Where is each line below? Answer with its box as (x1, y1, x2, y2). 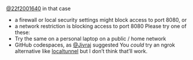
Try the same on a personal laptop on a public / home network (14, 35, 166, 42)
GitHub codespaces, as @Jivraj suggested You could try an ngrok (14, 41, 175, 48)
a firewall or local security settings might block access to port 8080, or (14, 16, 187, 23)
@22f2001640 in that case (6, 5, 71, 12)
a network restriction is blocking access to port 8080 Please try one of (14, 23, 187, 29)
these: (14, 29, 31, 36)
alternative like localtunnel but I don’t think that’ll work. (14, 48, 148, 55)
